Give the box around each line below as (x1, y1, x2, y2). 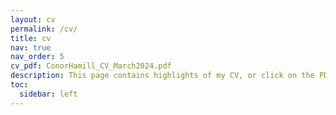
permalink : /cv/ (10, 24, 78, 34)
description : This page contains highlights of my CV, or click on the (10, 71, 315, 81)
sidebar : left (19, 89, 78, 99)
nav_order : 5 (10, 52, 65, 62)
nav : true (10, 42, 52, 53)
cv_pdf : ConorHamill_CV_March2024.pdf (10, 61, 172, 71)
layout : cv (10, 14, 56, 25)
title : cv (10, 33, 52, 43)
